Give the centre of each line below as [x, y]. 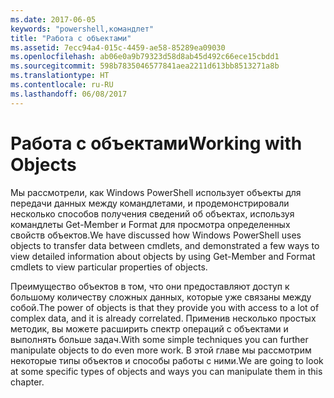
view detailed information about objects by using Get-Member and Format [163, 256]
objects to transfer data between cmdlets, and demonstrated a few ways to [165, 245]
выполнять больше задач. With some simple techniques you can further [159, 339]
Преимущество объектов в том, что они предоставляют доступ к [150, 286]
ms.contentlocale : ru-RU [62, 85]
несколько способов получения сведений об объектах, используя [152, 213]
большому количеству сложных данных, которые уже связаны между [161, 297]
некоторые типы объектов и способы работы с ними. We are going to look [167, 360]
